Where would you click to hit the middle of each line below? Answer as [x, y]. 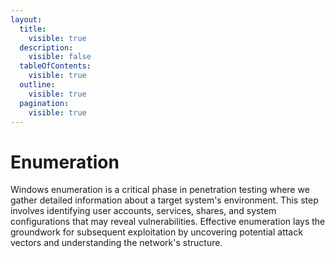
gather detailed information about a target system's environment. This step [164, 200]
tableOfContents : [55, 66]
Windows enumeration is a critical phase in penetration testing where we [160, 190]
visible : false [60, 57]
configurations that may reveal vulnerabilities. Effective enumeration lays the [168, 222]
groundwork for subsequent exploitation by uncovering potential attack [156, 232]
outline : [37, 85]
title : [33, 29]
